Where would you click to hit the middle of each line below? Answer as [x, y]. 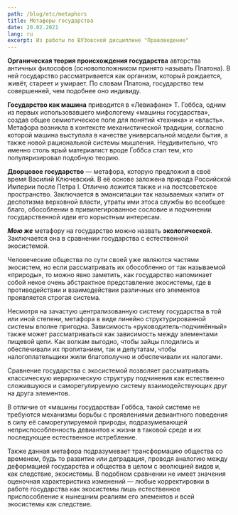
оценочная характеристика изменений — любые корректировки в [108, 482]
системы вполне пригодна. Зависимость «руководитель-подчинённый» [117, 327]
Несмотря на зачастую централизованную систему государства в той [114, 311]
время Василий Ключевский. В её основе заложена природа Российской [119, 180]
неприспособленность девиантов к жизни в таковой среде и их [104, 430]
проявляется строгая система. [54, 298]
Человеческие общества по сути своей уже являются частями [103, 260]
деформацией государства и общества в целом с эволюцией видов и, [114, 467]
